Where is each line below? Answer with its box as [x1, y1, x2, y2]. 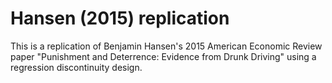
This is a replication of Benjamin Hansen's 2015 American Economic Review [10, 40, 323, 52]
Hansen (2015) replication [10, 7, 230, 30]
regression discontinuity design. [10, 61, 143, 73]
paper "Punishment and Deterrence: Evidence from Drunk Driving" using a [10, 50, 317, 62]
